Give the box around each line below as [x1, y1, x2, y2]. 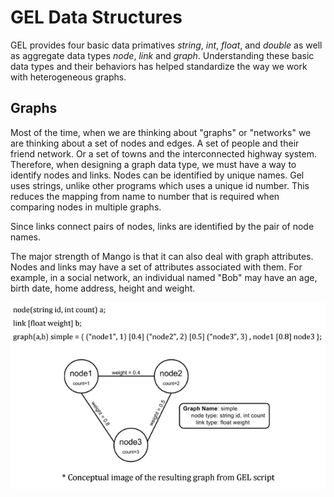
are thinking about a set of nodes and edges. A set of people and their [10, 137, 300, 149]
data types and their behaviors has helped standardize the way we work [10, 60, 308, 72]
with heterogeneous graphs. [10, 71, 127, 83]
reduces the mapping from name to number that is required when [10, 190, 280, 202]
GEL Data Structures [10, 6, 183, 29]
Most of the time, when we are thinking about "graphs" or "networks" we [10, 126, 312, 138]
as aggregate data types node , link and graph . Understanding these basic [10, 49, 315, 61]
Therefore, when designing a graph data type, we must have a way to [10, 158, 297, 170]
